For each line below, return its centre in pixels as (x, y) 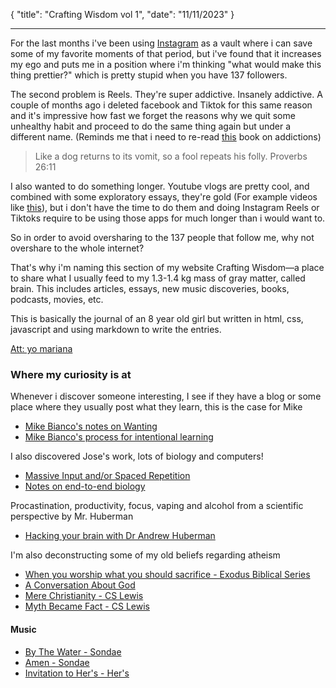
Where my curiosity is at (71, 374)
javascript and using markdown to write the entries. (116, 329)
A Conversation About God (80, 585)
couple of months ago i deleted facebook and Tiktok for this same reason (161, 105)
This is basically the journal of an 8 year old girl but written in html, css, (157, 318)
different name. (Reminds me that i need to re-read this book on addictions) (166, 137)
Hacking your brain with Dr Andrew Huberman (120, 536)
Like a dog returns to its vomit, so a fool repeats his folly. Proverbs (171, 156)
